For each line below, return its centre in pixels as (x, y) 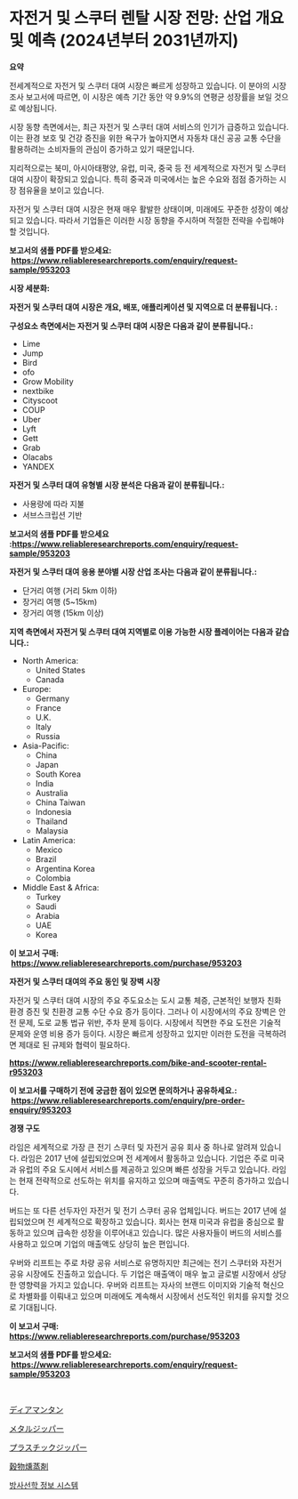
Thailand (52, 821)
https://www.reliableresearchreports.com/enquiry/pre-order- (128, 1100)
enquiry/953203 (40, 1109)
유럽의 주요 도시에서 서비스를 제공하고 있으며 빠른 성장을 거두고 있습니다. (144, 1169)
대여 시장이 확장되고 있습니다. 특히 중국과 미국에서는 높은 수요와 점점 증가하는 (143, 179)
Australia (52, 793)
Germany (52, 698)
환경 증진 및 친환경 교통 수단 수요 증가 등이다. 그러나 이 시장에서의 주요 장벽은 (143, 1011)
